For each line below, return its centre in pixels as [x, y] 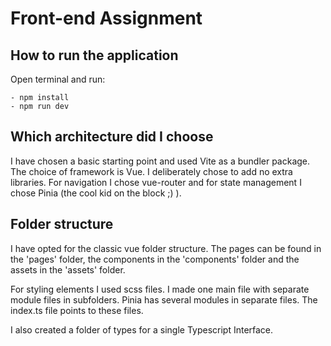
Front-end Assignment [106, 18]
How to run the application [94, 55]
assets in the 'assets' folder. [68, 269]
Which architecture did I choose [112, 137]
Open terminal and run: [58, 79]
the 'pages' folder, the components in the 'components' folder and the [155, 259]
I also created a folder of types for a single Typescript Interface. [142, 329]
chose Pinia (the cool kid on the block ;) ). [96, 193]
